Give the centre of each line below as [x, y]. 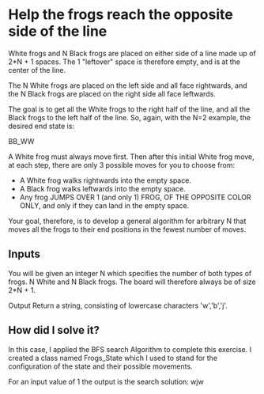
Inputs [25, 254]
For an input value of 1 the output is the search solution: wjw [106, 381]
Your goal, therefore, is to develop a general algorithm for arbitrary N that [127, 221]
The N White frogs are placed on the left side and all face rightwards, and [128, 85]
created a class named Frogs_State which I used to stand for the [113, 358]
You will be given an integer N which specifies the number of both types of [130, 273]
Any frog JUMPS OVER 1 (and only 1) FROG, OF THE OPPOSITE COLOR [135, 197]
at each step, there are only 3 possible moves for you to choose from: [122, 165]
